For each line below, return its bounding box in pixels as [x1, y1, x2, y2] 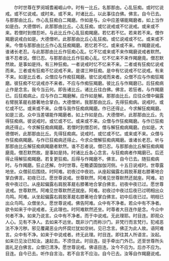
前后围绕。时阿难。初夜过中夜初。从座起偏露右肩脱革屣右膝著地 [27, 169, 159, 174]
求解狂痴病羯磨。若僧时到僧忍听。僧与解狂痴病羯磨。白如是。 [31, 124, 159, 130]
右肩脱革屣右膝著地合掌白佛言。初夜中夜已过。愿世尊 [53, 181, 164, 187]
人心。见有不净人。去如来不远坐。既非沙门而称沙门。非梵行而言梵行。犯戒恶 [5, 219, 164, 225]
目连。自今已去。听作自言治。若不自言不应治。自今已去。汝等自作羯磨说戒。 [5, 250, 164, 256]
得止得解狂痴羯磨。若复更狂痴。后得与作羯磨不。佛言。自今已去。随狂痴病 [5, 156, 159, 162]
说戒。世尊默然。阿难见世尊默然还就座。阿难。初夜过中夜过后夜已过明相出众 [5, 187, 164, 193]
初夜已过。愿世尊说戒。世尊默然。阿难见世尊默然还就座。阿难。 [27, 175, 159, 181]
